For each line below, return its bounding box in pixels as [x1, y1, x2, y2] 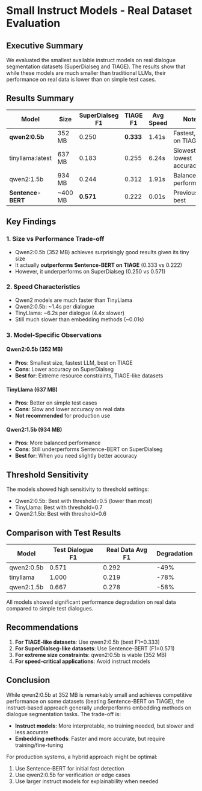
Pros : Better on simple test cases [14, 399, 97, 406]
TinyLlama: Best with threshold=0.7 [14, 504, 103, 511]
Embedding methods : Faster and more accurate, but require [14, 735, 165, 742]
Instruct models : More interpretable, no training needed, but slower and [14, 722, 194, 729]
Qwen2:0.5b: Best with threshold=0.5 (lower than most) [14, 498, 153, 505]
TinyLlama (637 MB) [6, 386, 58, 393]
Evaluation [6, 16, 61, 30]
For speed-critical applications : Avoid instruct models [14, 658, 150, 665]
